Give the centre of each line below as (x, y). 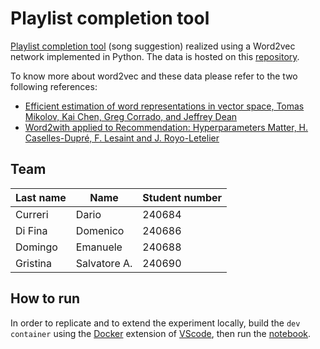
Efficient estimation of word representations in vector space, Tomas (164, 106)
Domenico (100, 230)
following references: (54, 86)
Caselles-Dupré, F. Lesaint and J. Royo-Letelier (122, 138)
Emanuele (99, 247)
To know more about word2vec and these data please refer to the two (154, 76)
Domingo (36, 247)
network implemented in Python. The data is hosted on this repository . (155, 56)
